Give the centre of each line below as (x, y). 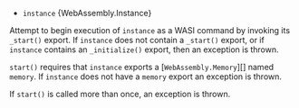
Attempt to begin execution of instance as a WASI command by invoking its (150, 30)
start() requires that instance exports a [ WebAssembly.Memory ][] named (142, 67)
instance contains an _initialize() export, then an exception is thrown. (144, 49)
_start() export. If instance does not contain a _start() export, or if (137, 40)
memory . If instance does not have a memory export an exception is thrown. (146, 76)
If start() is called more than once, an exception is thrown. (120, 94)
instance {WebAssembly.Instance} (87, 13)
